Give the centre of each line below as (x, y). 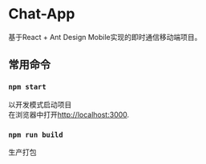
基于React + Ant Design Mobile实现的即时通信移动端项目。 (105, 37)
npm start (27, 87)
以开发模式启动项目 (40, 104)
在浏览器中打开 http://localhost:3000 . (69, 114)
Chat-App (42, 14)
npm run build (36, 134)
